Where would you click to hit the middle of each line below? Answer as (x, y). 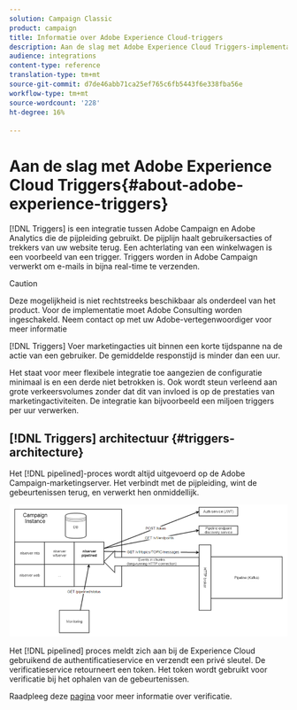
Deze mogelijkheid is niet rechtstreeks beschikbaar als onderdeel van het (142, 300)
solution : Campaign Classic (61, 19)
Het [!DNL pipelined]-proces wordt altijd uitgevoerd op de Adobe (127, 473)
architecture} (46, 452)
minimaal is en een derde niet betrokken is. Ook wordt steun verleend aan (143, 382)
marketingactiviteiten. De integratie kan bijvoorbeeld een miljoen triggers (142, 401)
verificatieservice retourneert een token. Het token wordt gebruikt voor (138, 670)
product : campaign (43, 28)
